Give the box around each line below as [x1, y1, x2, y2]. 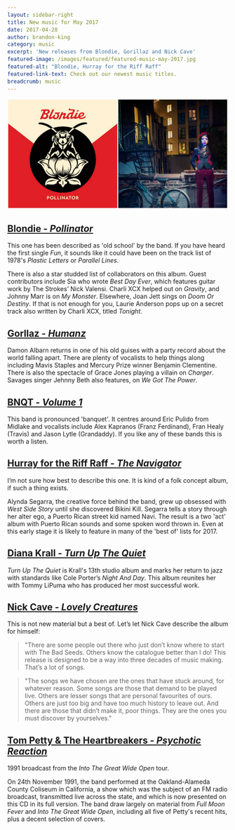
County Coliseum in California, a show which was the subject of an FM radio [7, 785, 228, 794]
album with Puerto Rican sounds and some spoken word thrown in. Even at [7, 519, 224, 528]
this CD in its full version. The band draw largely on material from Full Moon [7, 800, 226, 808]
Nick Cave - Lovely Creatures [7, 601, 138, 613]
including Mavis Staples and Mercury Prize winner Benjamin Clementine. [7, 361, 217, 370]
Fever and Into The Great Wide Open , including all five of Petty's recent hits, [7, 808, 228, 816]
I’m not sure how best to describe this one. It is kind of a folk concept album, [7, 476, 229, 484]
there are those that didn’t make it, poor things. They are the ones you [24, 707, 227, 715]
